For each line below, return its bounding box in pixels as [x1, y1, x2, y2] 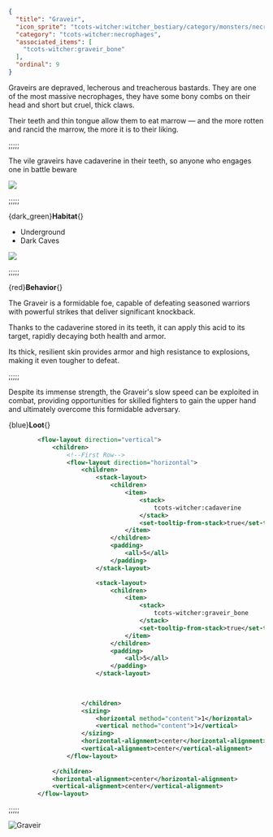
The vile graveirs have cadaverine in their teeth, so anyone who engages [8, 155, 252, 166]
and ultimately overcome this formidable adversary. [8, 404, 181, 414]
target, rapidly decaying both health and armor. [8, 331, 167, 340]
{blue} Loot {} [8, 419, 51, 430]
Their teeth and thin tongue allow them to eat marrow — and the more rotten [8, 115, 264, 125]
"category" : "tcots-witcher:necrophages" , [15, 30, 162, 38]
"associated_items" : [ [15, 37, 93, 46]
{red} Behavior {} [8, 282, 63, 292]
